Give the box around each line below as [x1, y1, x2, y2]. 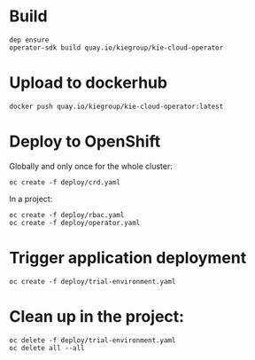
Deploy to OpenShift [9, 131, 161, 152]
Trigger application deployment [9, 248, 247, 268]
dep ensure [9, 35, 50, 44]
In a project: [9, 193, 53, 204]
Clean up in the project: [9, 306, 184, 326]
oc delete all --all [9, 343, 86, 352]
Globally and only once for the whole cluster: [9, 160, 173, 171]
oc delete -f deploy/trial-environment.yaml [9, 335, 176, 345]
